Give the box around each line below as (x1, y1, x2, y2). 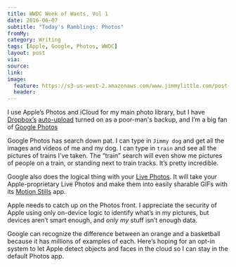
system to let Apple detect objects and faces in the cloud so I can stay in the (7, 245, 228, 253)
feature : (13, 82, 39, 89)
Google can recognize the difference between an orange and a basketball (7, 230, 221, 238)
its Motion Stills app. (7, 188, 66, 196)
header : (13, 89, 37, 96)
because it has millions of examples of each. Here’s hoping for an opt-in (7, 237, 216, 246)
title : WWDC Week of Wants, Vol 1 (7, 10, 109, 18)
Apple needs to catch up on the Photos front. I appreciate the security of (7, 201, 218, 209)
